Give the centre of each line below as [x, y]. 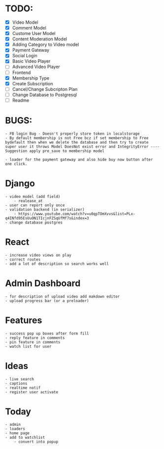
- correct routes [23, 260]
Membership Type [31, 78]
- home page [17, 433]
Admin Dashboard [43, 283]
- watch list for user [28, 346]
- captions [16, 383]
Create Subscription [33, 83]
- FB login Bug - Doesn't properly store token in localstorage [72, 134]
